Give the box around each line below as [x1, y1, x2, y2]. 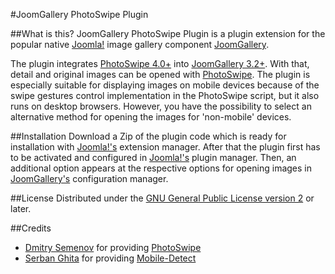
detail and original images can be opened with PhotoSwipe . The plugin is [10, 69, 311, 80]
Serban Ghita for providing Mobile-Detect [24, 252, 197, 264]
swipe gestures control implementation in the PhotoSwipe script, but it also [10, 90, 320, 101]
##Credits [10, 222, 52, 234]
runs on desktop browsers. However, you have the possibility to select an [10, 100, 312, 112]
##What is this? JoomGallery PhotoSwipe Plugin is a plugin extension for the [10, 28, 326, 39]
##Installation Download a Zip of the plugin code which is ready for [10, 130, 287, 142]
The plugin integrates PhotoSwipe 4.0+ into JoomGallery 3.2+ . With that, [10, 58, 310, 69]
